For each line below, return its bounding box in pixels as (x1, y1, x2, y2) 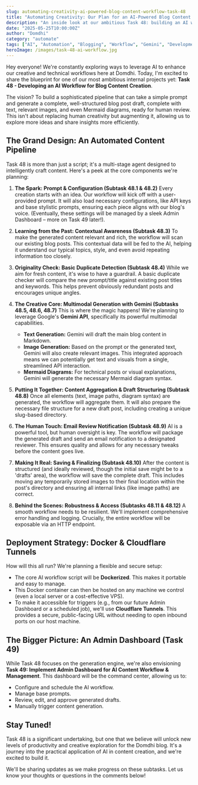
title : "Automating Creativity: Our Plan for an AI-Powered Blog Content (6, 14, 192, 20)
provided (14, 197, 37, 204)
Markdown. (23, 337, 51, 344)
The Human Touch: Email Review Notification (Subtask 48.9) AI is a (14, 423, 183, 430)
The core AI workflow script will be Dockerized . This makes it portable (14, 574, 187, 581)
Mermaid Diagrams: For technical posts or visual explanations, (23, 368, 177, 375)
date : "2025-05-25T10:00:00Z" (6, 25, 81, 31)
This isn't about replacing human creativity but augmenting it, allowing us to (6, 112, 190, 119)
